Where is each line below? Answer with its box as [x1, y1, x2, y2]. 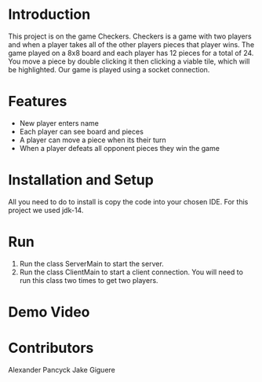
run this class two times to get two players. [19, 275, 158, 285]
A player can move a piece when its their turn [19, 135, 166, 145]
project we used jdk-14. [8, 205, 84, 215]
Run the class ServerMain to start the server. [19, 259, 165, 268]
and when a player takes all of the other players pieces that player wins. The [8, 39, 255, 49]
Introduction [8, 6, 91, 24]
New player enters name [19, 118, 100, 127]
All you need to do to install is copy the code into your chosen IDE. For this [8, 197, 249, 206]
